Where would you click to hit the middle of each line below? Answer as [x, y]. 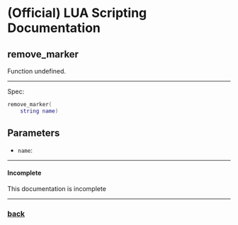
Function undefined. [36, 71]
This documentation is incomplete [57, 188]
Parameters [34, 133]
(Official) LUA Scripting [77, 13]
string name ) [39, 111]
